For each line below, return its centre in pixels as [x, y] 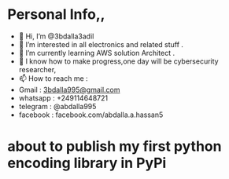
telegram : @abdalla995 [57, 106]
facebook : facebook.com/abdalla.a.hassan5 [91, 115]
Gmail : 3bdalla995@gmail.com [69, 89]
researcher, [37, 69]
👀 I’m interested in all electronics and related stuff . [101, 44]
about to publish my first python [114, 146]
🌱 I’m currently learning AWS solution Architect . [96, 53]
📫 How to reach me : [53, 78]
